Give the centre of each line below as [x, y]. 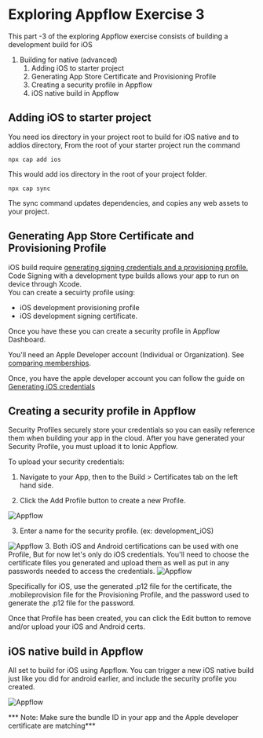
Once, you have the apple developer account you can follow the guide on [127, 378]
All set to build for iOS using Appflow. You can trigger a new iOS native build [131, 670]
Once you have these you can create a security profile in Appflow [114, 331]
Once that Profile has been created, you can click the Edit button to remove [130, 619]
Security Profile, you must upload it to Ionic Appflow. [93, 447]
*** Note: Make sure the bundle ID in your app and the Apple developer [124, 718]
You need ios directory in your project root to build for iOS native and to [124, 137]
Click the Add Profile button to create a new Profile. [102, 501]
